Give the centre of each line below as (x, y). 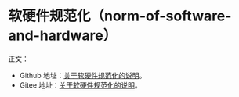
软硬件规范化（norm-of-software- (120, 16)
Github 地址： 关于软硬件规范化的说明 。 (83, 75)
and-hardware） (63, 36)
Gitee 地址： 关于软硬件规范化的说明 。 (81, 85)
